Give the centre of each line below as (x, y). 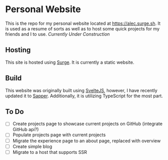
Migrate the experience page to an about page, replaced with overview (87, 141)
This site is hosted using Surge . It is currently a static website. (70, 62)
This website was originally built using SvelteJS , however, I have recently (81, 90)
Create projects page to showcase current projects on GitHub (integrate (88, 124)
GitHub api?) (26, 130)
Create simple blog (32, 146)
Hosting (18, 50)
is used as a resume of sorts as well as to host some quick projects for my (82, 28)
